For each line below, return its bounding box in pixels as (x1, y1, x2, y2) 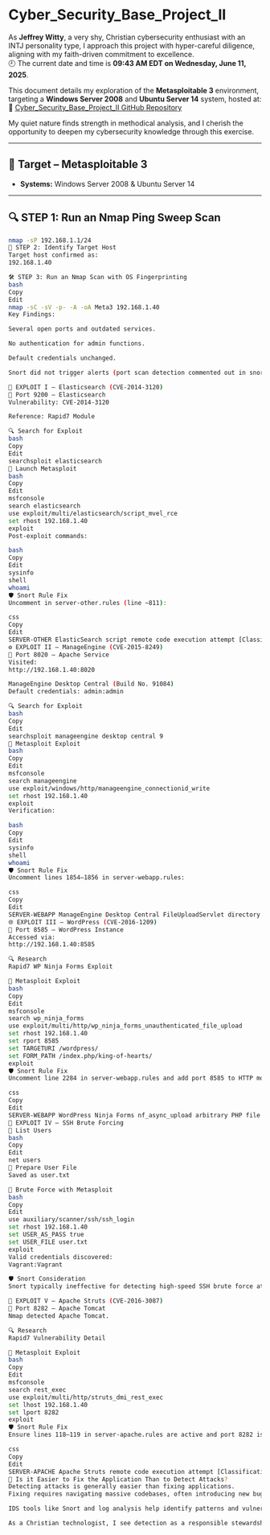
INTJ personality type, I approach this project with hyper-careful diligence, (8, 40, 256, 50)
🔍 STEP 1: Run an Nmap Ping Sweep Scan (8, 211, 221, 224)
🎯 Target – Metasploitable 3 (8, 158, 148, 171)
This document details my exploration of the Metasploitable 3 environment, (8, 85, 260, 95)
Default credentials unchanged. (8, 354, 117, 363)
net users (8, 1156, 42, 1164)
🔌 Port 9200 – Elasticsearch (8, 390, 106, 399)
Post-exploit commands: (8, 532, 88, 540)
